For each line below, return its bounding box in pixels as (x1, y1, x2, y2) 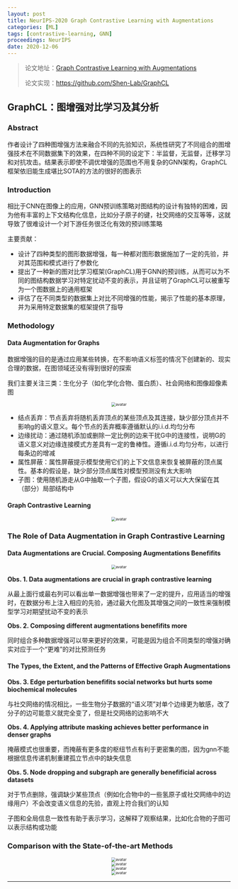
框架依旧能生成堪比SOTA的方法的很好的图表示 (7, 166, 142, 175)
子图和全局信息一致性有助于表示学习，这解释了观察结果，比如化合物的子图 (7, 814, 225, 822)
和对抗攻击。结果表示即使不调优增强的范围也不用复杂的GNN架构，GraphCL (7, 157, 228, 166)
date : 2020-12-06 (7, 43, 59, 50)
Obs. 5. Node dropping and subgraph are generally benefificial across (7, 768, 217, 776)
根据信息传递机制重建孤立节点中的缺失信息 (7, 754, 132, 762)
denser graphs (7, 730, 52, 739)
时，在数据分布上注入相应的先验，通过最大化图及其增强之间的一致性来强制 (7, 599, 225, 607)
